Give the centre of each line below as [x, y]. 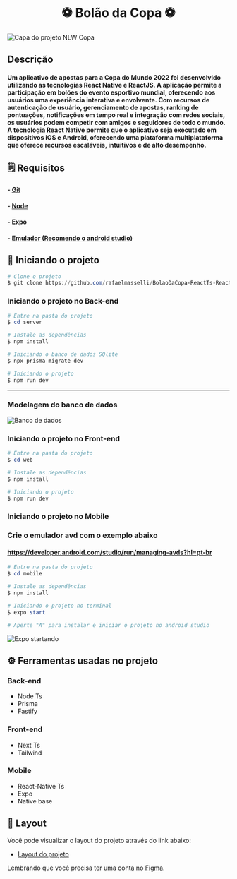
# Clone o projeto [34, 276]
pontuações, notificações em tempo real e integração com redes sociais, [116, 115]
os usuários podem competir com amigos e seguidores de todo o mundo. [116, 122]
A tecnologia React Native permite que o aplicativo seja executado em [112, 130]
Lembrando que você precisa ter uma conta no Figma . [86, 868]
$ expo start [26, 612]
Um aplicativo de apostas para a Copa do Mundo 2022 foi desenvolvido [114, 77]
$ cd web [20, 460]
